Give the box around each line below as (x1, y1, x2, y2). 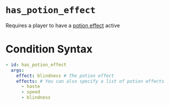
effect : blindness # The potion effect (16, 73, 115, 79)
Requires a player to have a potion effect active (5, 22, 120, 29)
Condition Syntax (5, 43, 93, 56)
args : (11, 67, 25, 73)
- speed (21, 89, 41, 95)
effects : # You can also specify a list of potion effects (16, 78, 165, 84)
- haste (21, 84, 41, 90)
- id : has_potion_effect (5, 62, 67, 67)
